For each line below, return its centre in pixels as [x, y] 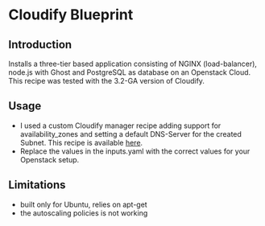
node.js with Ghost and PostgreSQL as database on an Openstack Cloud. [130, 72]
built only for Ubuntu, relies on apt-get [83, 204]
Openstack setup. [50, 159]
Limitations [37, 185]
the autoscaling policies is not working [84, 213]
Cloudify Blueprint [71, 15]
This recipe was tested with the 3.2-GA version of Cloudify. [107, 81]
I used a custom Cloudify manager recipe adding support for [120, 125]
